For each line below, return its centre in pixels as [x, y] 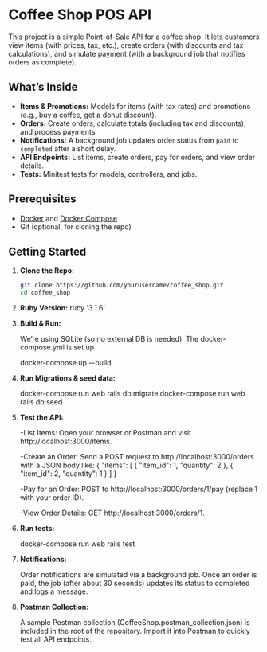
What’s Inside [43, 87]
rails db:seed [41, 402]
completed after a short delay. [68, 148]
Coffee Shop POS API [80, 15]
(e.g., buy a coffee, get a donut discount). [88, 115]
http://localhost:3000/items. [66, 441]
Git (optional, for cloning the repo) [75, 226]
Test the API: [41, 418]
